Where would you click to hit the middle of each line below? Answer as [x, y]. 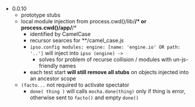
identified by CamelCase [60, 34]
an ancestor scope [53, 78]
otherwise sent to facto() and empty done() [84, 97]
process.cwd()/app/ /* [49, 27]
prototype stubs [41, 15]
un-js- [181, 59]
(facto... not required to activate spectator [75, 85]
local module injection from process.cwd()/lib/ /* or [84, 21]
